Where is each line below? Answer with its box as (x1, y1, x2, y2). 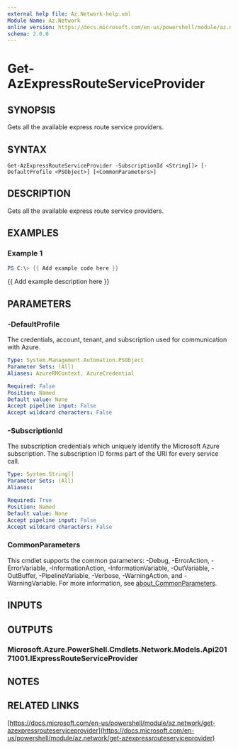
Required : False (7, 383, 55, 390)
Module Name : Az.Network (7, 17, 81, 24)
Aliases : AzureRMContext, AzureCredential (7, 370, 135, 377)
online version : (7, 23, 55, 31)
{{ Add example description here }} (7, 278, 110, 286)
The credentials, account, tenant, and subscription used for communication (7, 335, 227, 344)
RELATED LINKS (7, 700, 79, 712)
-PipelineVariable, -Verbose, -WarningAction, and (38, 571, 183, 579)
